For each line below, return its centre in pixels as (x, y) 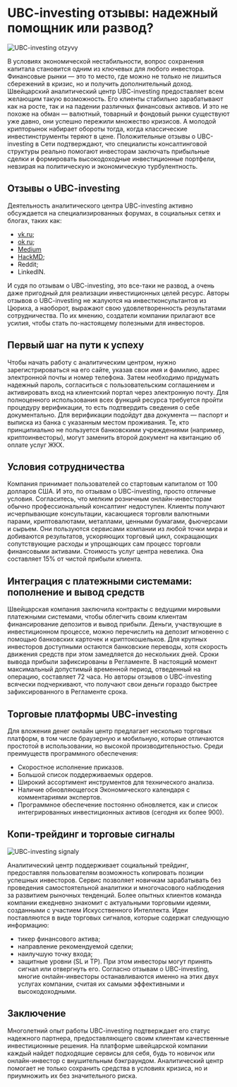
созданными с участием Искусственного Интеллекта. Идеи (98, 910)
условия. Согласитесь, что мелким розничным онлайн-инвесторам (110, 499)
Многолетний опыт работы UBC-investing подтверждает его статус (109, 1030)
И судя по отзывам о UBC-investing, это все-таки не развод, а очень (111, 285)
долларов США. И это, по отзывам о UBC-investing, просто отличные (112, 492)
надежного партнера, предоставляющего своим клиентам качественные (118, 1038)
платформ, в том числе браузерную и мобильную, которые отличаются (116, 738)
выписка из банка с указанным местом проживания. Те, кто (98, 422)
